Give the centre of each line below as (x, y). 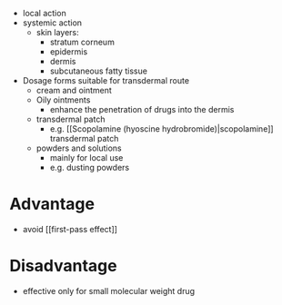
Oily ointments (63, 100)
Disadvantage (63, 266)
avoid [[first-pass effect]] (70, 229)
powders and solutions (79, 148)
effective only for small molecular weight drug (109, 290)
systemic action (52, 23)
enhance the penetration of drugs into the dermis (142, 109)
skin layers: (57, 32)
